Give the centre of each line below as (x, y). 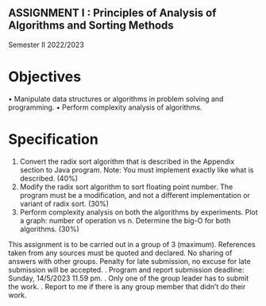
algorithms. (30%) (49, 229)
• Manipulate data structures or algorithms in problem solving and (116, 99)
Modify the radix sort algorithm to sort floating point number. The (126, 187)
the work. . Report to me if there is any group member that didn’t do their (127, 286)
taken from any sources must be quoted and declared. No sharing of (120, 253)
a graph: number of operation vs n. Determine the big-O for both (125, 220)
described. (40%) (48, 178)
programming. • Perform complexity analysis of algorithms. (105, 107)
